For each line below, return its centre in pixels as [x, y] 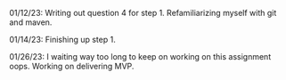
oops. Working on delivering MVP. [72, 66]
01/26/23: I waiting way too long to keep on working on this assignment [140, 56]
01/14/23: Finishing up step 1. [62, 40]
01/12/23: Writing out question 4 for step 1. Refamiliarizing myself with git [143, 13]
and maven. [31, 22]
